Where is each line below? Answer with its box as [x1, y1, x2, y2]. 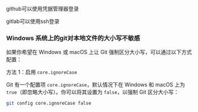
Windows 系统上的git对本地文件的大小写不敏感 [6, 34, 140, 42]
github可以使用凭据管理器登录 [6, 5, 79, 12]
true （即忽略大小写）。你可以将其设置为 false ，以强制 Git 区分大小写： [6, 88, 179, 96]
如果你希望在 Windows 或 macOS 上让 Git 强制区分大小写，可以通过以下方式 [6, 49, 192, 56]
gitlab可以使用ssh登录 [6, 18, 60, 25]
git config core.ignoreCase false [6, 100, 92, 107]
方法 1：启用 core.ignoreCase [6, 69, 77, 76]
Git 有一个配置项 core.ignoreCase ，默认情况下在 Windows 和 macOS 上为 [6, 81, 186, 88]
